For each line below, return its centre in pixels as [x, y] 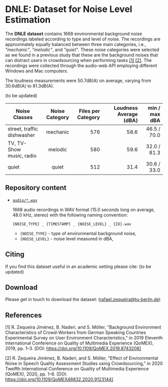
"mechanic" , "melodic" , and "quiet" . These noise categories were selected [82, 49]
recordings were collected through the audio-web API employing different [81, 65]
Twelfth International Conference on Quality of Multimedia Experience [77, 369]
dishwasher [21, 135]
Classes [23, 117]
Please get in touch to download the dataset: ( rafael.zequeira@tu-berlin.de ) [83, 299]
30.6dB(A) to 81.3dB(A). [30, 85]
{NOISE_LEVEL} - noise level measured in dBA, [66, 238]
